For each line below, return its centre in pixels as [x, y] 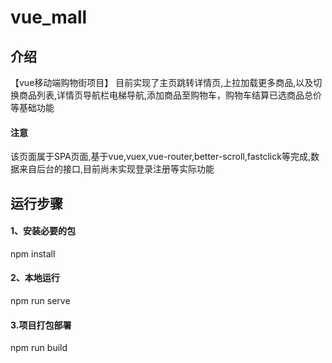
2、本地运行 [35, 278]
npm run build [39, 348]
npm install [33, 253]
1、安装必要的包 [43, 231]
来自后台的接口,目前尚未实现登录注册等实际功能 [116, 169]
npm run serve [40, 300]
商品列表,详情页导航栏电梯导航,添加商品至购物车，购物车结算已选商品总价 [170, 95]
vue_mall [49, 17]
